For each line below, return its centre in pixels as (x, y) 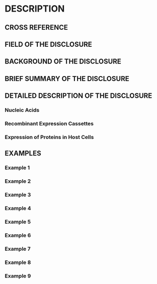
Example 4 (18, 208)
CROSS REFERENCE (36, 27)
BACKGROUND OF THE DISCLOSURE (63, 62)
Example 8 (18, 262)
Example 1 (17, 168)
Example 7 (18, 249)
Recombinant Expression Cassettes (49, 123)
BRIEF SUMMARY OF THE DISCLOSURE (67, 79)
